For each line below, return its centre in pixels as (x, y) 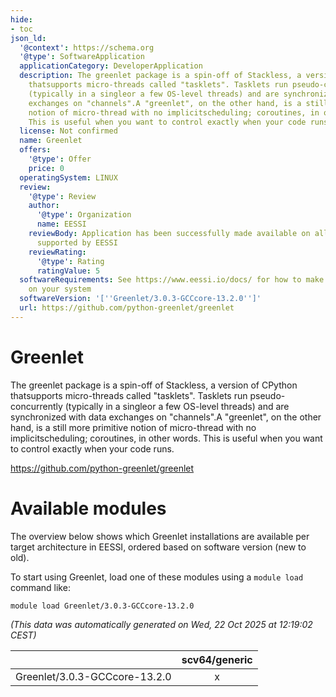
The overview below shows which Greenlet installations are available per (160, 536)
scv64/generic (217, 659)
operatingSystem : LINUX (68, 177)
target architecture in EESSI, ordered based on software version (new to (158, 547)
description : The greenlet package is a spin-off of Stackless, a (160, 76)
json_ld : (28, 38)
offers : (35, 150)
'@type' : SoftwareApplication (82, 57)
